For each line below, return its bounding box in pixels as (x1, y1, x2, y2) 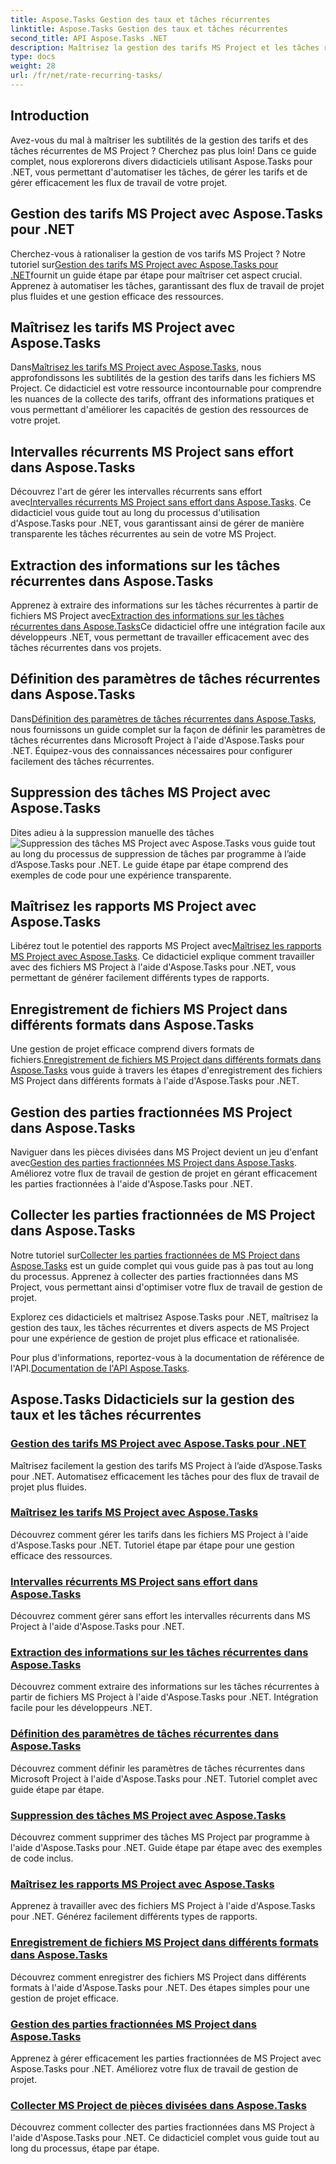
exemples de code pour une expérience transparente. (10, 869, 232, 881)
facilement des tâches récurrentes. (10, 755, 155, 767)
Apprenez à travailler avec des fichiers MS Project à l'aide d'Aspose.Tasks (10, 1900, 316, 1912)
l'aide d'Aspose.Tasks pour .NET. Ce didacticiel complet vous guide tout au (10, 2132, 320, 2144)
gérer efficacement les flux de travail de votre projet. (10, 176, 228, 188)
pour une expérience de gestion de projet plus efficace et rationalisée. (10, 1332, 300, 1344)
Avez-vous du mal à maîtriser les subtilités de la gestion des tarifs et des (10, 134, 309, 146)
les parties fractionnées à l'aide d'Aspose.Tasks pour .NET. (10, 1178, 253, 1190)
